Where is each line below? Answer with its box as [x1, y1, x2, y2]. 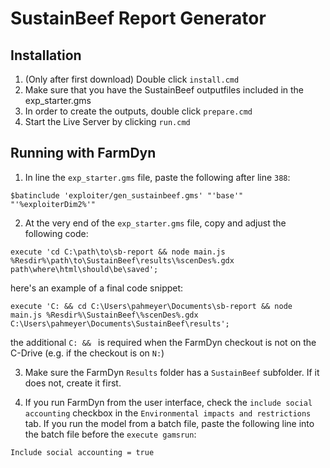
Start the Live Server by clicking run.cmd [24, 116, 191, 127]
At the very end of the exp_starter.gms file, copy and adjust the [24, 217, 287, 229]
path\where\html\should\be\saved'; [10, 264, 159, 274]
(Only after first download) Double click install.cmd [24, 73, 240, 85]
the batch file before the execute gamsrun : [24, 428, 197, 440]
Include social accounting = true [10, 447, 155, 457]
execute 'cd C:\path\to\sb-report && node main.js [10, 247, 226, 257]
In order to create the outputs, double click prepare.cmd [24, 105, 253, 117]
